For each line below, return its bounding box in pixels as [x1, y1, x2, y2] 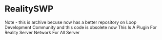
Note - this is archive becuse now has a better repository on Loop [4, 19, 137, 25]
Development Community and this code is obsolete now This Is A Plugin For [4, 24, 157, 30]
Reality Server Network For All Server [4, 29, 80, 35]
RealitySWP [4, 3, 54, 14]
